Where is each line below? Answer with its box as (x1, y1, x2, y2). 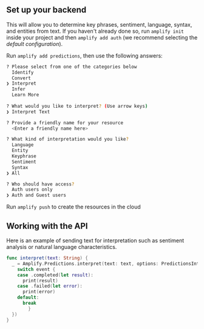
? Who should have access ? (6, 181, 75, 187)
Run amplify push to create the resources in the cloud (6, 203, 141, 211)
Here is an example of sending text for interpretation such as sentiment (6, 237, 185, 244)
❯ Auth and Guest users (6, 192, 67, 199)
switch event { (17, 266, 56, 272)
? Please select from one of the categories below (6, 64, 137, 70)
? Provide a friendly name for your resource (6, 119, 123, 126)
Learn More (12, 92, 39, 98)
